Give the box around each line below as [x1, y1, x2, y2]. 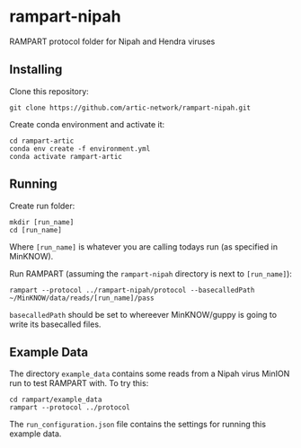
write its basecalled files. [9, 319, 102, 329]
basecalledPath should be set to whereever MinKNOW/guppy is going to [9, 309, 277, 320]
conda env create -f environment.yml [9, 144, 151, 154]
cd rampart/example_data [9, 395, 102, 405]
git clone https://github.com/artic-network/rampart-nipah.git [9, 103, 252, 112]
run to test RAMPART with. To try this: [9, 378, 149, 389]
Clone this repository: [9, 85, 90, 96]
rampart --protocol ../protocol [9, 403, 130, 412]
